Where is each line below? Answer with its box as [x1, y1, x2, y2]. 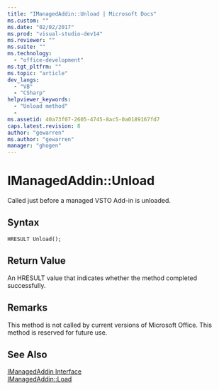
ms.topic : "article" [7, 69, 69, 77]
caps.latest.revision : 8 [7, 122, 81, 130]
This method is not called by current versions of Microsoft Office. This [7, 321, 213, 329]
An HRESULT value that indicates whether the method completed [7, 274, 198, 282]
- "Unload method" [13, 103, 69, 110]
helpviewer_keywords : [7, 96, 72, 104]
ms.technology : [7, 50, 52, 57]
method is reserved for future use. [7, 328, 108, 337]
